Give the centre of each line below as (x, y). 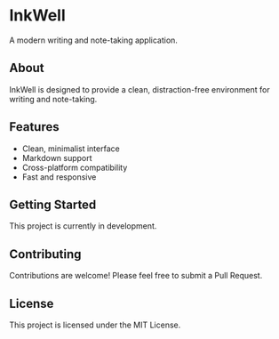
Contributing (45, 254)
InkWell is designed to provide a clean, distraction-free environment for (139, 89)
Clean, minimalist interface (71, 149)
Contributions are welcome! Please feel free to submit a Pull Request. (136, 276)
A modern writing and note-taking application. (93, 40)
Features (34, 127)
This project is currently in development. (83, 226)
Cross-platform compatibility (75, 167)
